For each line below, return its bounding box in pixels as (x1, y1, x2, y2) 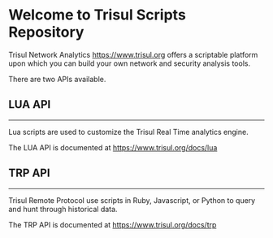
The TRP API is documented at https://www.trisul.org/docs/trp (8, 219, 217, 229)
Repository (8, 23, 84, 41)
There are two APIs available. (8, 74, 106, 84)
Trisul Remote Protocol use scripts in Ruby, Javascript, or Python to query (8, 195, 256, 205)
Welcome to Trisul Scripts (8, 6, 187, 24)
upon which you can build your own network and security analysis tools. (8, 58, 250, 68)
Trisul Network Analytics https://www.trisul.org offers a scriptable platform (8, 50, 258, 59)
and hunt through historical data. (8, 204, 118, 214)
